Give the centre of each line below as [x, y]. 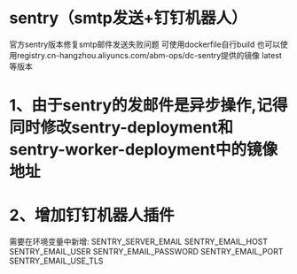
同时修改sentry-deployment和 [121, 128]
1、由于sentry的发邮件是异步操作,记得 [148, 106]
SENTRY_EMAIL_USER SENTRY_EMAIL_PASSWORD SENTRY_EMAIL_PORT [146, 252]
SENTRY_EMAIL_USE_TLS [56, 261]
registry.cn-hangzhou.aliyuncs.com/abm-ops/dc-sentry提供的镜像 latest [149, 55]
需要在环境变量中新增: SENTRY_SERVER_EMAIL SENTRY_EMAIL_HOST [139, 242]
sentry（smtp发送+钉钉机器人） [128, 18]
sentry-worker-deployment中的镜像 [143, 150]
